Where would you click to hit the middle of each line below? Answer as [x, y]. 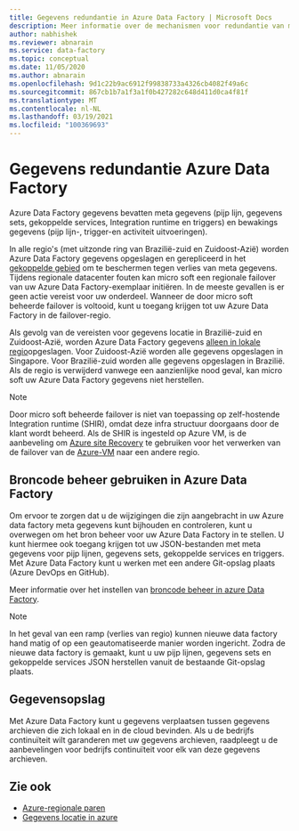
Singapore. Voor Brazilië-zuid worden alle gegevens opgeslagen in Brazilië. [147, 361]
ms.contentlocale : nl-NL [55, 109]
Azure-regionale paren [64, 808]
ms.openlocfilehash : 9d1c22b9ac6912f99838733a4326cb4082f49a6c [129, 84]
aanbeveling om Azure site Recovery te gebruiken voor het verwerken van [145, 443]
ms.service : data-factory [57, 51]
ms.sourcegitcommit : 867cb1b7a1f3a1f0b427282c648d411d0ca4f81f [129, 92]
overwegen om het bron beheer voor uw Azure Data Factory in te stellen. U [147, 534]
